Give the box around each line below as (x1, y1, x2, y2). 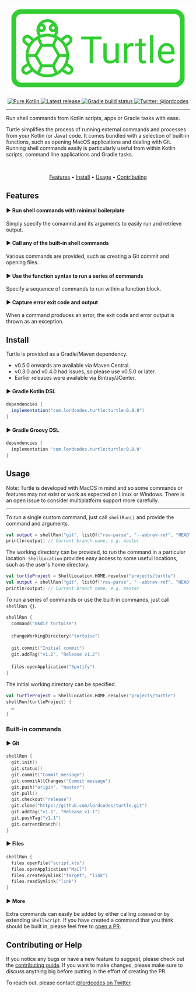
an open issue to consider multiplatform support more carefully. (6, 497, 159, 504)
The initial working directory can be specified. (6, 680, 117, 687)
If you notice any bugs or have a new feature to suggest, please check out (6, 956, 185, 963)
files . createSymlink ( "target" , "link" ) (11, 872, 108, 878)
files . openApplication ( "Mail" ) (11, 866, 87, 872)
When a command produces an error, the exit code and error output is (6, 312, 175, 319)
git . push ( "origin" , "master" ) (11, 784, 85, 790)
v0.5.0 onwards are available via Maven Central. (14, 362, 130, 369)
